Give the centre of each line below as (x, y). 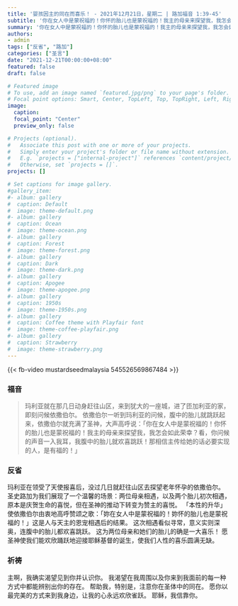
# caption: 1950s (34, 303)
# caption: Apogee (36, 283)
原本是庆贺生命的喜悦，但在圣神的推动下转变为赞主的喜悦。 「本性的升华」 (117, 505)
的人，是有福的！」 (53, 450)
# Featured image (33, 86)
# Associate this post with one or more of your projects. (100, 145)
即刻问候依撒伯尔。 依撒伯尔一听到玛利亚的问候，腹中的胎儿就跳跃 (122, 414)
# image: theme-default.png (50, 211)
